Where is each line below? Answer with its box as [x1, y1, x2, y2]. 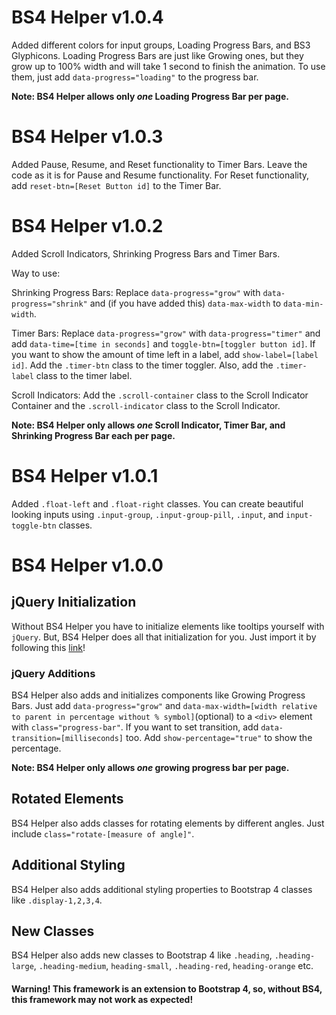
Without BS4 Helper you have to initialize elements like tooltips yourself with [11, 620, 325, 632]
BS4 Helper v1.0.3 [11, 126, 164, 148]
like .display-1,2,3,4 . [11, 894, 103, 906]
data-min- [283, 299, 324, 309]
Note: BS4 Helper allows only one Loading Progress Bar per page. [11, 90, 289, 102]
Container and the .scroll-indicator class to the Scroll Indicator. [11, 399, 281, 411]
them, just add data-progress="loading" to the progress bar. [11, 71, 259, 83]
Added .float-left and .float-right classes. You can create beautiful [11, 497, 304, 510]
